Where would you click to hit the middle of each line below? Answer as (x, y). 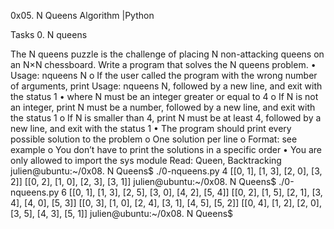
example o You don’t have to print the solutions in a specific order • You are (166, 149)
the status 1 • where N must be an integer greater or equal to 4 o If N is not (164, 96)
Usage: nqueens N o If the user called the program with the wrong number (164, 75)
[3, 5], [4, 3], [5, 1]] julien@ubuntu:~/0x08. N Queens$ (122, 213)
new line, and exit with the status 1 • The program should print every (151, 128)
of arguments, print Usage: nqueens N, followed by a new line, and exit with (166, 86)
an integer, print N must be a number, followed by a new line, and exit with (163, 107)
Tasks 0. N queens (49, 34)
